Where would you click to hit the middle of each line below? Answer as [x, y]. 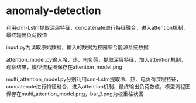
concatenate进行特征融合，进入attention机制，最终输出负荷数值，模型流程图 [98, 86]
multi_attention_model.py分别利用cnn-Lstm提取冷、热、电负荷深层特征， [94, 79]
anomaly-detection [54, 11]
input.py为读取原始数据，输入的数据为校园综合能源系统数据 [78, 47]
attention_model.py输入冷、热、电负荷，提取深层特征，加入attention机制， [96, 59]
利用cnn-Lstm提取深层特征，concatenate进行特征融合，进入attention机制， [97, 27]
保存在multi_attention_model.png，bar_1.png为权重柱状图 [75, 94]
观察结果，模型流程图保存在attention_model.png [64, 67]
